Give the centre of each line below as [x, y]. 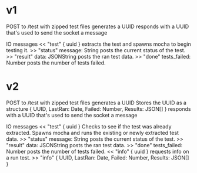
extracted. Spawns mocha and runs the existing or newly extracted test [93, 133]
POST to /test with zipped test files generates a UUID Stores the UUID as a [96, 103]
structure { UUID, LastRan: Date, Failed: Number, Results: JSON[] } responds [98, 108]
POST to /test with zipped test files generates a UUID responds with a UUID [98, 26]
